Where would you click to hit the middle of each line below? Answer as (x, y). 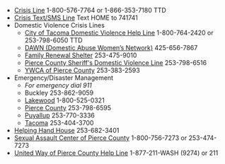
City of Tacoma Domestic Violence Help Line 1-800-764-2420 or (119, 33)
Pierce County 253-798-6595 (68, 108)
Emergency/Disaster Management (64, 78)
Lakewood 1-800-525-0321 (64, 100)
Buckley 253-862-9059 (59, 93)
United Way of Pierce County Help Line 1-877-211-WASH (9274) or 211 (116, 153)
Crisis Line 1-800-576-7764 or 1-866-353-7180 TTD (90, 10)
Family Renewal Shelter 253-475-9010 (81, 55)
